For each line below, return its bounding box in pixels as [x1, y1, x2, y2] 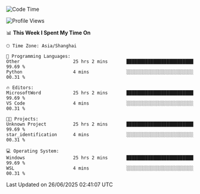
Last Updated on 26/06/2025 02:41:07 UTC [6, 181, 113, 188]
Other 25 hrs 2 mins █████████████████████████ [6, 58, 194, 64]
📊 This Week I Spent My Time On [6, 29, 91, 36]
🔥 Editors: [6, 85, 34, 91]
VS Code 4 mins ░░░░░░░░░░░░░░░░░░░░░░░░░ [6, 100, 194, 106]
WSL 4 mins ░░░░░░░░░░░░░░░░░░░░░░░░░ [6, 165, 194, 171]
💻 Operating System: [6, 148, 60, 154]
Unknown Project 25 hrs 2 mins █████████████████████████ [6, 121, 194, 127]
